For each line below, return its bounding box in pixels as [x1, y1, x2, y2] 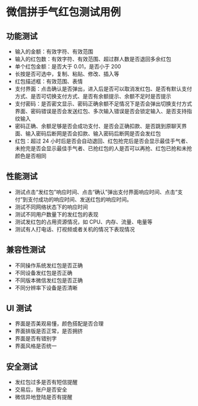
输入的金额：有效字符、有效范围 [14, 48, 93, 55]
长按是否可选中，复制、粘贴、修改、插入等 [14, 70, 120, 78]
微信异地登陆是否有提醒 [14, 393, 73, 401]
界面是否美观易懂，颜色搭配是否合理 [14, 320, 104, 327]
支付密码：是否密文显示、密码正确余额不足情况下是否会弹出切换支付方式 [14, 100, 192, 107]
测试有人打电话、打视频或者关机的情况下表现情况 [14, 225, 135, 233]
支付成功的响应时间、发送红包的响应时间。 [27, 196, 132, 203]
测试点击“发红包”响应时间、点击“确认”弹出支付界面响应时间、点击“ [14, 188, 178, 196]
